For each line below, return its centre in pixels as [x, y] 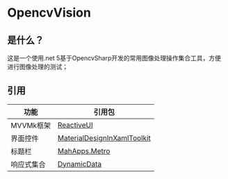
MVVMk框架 [31, 125]
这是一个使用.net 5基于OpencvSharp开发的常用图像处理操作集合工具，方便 [114, 58]
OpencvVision [49, 13]
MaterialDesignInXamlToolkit [104, 138]
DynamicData [80, 164]
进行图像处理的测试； [38, 67]
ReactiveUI [76, 125]
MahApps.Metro [84, 151]
